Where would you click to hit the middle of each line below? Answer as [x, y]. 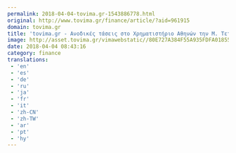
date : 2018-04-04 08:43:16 [47, 47]
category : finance [34, 54]
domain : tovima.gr [34, 27]
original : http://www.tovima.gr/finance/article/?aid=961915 [99, 20]
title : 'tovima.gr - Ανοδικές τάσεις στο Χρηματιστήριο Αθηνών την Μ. [113, 33]
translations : [28, 60]
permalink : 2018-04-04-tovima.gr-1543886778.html [81, 14]
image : [17, 40]
